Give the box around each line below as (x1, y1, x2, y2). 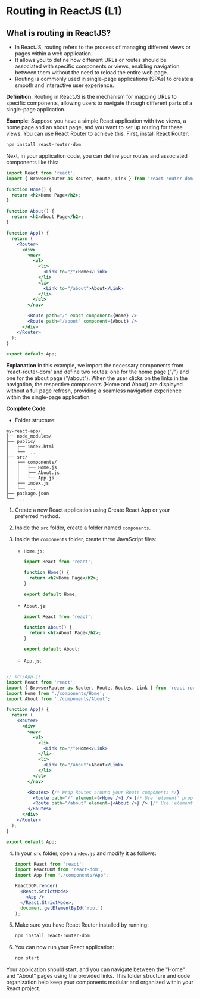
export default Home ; (23, 591, 77, 597)
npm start (14, 955, 40, 961)
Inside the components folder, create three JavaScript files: (14, 536, 157, 543)
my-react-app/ (6, 428, 42, 434)
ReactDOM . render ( (14, 883, 58, 889)
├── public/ (6, 439, 36, 445)
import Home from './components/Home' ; (6, 690, 105, 696)
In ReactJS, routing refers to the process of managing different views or (14, 43, 191, 51)
